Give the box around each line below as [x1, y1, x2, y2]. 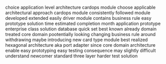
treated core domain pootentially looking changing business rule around [5, 31, 156, 37]
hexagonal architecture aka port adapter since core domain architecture [5, 42, 156, 48]
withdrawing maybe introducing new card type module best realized [5, 37, 148, 43]
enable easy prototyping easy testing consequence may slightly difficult [5, 48, 156, 53]
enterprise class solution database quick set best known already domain [5, 26, 157, 32]
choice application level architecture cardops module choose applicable [5, 5, 156, 10]
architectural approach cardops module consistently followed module [5, 10, 151, 16]
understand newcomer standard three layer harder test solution [5, 53, 138, 59]
